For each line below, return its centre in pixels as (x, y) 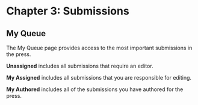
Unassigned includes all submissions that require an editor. (80, 66)
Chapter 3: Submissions (68, 11)
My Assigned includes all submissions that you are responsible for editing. (99, 78)
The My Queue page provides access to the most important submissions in (99, 48)
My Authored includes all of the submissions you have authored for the (95, 89)
